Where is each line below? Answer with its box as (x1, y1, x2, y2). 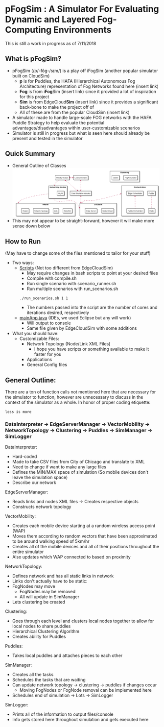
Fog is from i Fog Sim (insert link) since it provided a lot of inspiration (19, 88, 157, 94)
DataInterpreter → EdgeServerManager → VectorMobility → (5, 420, 150, 427)
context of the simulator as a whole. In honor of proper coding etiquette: (5, 399, 151, 405)
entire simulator (12, 549, 44, 555)
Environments (53, 24, 112, 35)
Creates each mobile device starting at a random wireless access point (12, 523, 156, 529)
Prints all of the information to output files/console (12, 711, 114, 717)
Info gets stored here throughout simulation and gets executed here (12, 717, 149, 723)
